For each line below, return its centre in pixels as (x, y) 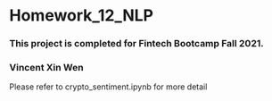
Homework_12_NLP (82, 16)
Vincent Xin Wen (46, 68)
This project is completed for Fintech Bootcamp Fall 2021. (137, 44)
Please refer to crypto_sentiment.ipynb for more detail (108, 87)
